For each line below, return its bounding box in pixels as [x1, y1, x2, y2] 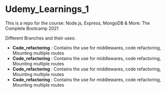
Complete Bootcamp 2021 [5, 25, 59, 31]
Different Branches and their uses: [5, 35, 76, 41]
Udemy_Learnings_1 [5, 3, 89, 15]
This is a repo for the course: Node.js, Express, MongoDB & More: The [5, 20, 150, 26]
